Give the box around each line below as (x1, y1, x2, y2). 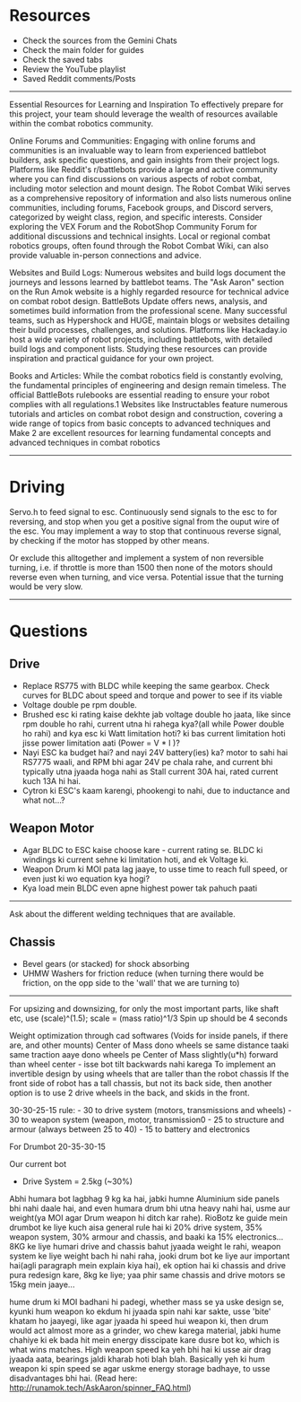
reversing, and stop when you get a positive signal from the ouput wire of (9, 516, 279, 527)
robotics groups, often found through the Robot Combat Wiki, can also (9, 239, 269, 251)
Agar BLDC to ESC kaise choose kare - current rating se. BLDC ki (21, 844, 263, 855)
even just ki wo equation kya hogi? (21, 873, 150, 884)
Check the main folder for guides (21, 44, 145, 55)
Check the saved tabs (21, 54, 103, 65)
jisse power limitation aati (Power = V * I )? (21, 737, 181, 748)
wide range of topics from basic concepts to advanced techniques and (9, 418, 271, 429)
